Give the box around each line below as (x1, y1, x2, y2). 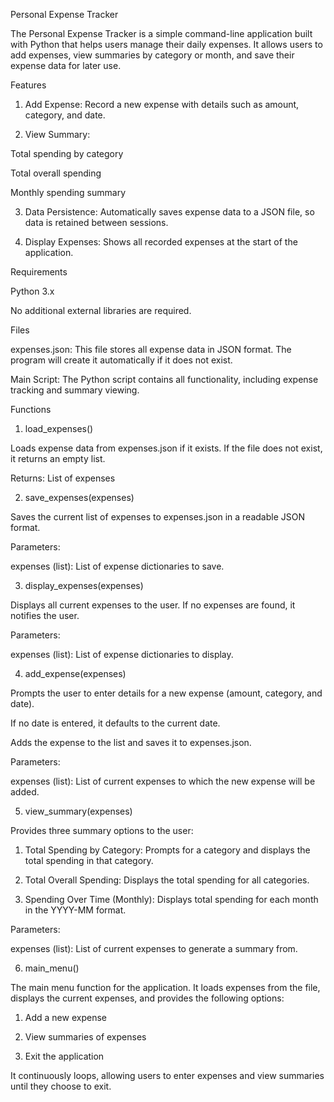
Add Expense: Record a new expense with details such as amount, (24, 99, 300, 110)
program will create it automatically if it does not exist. (10, 354, 233, 366)
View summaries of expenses (24, 1031, 147, 1043)
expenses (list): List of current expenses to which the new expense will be (10, 775, 316, 787)
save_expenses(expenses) (24, 492, 135, 503)
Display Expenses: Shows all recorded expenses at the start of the (24, 236, 298, 248)
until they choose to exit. (10, 1080, 112, 1092)
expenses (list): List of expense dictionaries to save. (10, 560, 225, 572)
